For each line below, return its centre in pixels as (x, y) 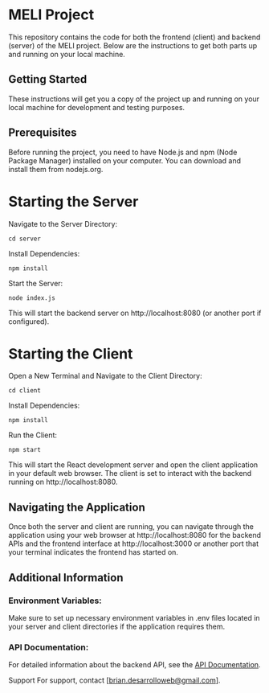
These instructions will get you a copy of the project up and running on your (134, 99)
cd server (25, 239)
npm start (25, 450)
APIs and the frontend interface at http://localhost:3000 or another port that (134, 543)
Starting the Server (73, 201)
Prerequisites (43, 133)
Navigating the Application (77, 507)
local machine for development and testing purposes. (97, 107)
